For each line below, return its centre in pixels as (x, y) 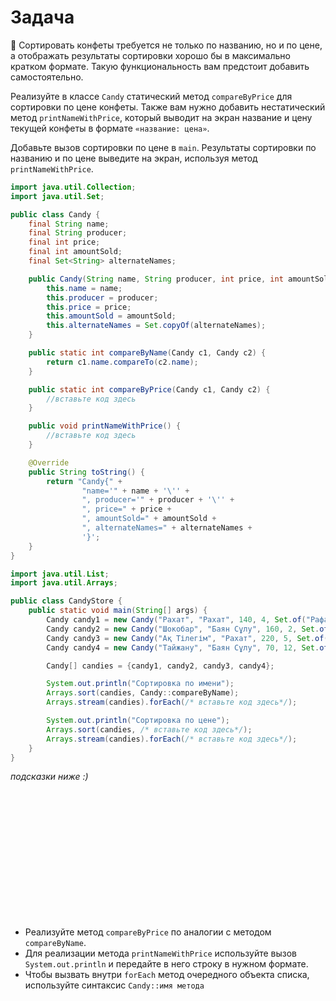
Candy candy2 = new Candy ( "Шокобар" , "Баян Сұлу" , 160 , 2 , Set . (183, 629)
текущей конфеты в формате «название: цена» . (110, 128)
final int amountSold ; (75, 252)
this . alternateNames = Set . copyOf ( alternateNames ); (156, 326)
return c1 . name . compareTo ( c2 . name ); (122, 362)
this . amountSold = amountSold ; (111, 316)
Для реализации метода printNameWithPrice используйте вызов (160, 953)
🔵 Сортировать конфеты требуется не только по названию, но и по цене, (166, 45)
